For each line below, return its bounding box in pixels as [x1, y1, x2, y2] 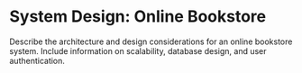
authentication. [9, 55, 66, 66]
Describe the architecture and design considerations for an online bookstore [9, 36, 293, 47]
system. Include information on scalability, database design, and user [9, 45, 268, 56]
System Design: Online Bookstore [9, 6, 267, 27]
